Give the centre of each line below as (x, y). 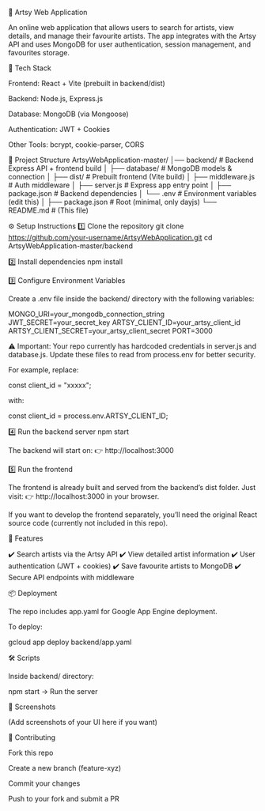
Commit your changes (44, 783)
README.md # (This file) (49, 210)
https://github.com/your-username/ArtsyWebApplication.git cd (110, 238)
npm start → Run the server (53, 691)
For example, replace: (44, 370)
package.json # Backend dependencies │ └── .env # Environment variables (132, 193)
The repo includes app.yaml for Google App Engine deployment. (113, 611)
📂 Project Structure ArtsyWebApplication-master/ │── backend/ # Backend (131, 160)
